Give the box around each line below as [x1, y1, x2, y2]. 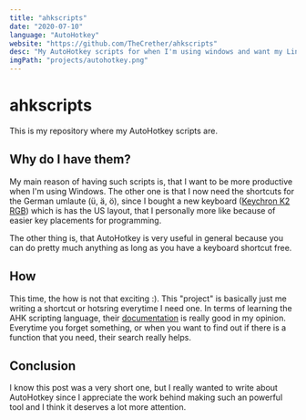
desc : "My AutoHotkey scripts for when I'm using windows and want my [9, 47, 283, 57]
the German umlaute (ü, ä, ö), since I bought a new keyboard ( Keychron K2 [9, 195, 291, 206]
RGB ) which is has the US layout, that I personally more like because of [9, 205, 276, 215]
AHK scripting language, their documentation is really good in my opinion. [9, 312, 287, 323]
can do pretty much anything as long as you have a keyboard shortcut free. [9, 242, 292, 253]
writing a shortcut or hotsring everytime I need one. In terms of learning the [9, 302, 293, 313]
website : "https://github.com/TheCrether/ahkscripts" [9, 38, 219, 48]
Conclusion [9, 358, 76, 373]
